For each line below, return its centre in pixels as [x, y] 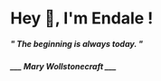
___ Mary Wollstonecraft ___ [63, 67]
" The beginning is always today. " [77, 43]
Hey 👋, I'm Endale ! [82, 18]
